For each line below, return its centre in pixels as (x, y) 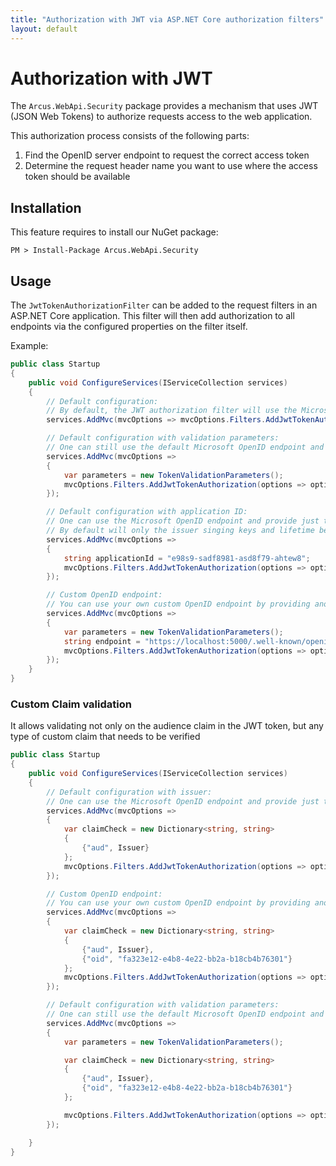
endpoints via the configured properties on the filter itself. (129, 327)
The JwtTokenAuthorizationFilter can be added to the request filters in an (164, 305)
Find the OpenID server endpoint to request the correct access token (167, 155)
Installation (46, 207)
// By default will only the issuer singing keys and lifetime (180, 531)
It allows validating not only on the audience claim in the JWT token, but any (167, 726)
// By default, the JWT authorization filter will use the (172, 411)
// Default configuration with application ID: (147, 512)
